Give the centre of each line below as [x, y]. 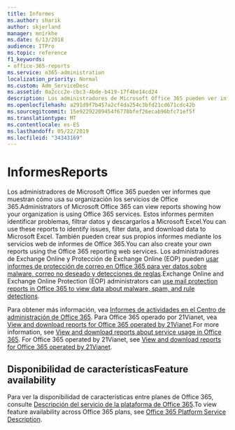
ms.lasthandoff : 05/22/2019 [48, 131]
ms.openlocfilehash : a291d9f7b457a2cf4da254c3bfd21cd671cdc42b [101, 105]
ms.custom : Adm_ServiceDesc [48, 86]
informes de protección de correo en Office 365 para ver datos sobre [107, 267]
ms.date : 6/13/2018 [36, 40]
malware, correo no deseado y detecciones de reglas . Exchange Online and [115, 274]
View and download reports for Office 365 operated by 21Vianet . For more [113, 325]
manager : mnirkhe [33, 33]
